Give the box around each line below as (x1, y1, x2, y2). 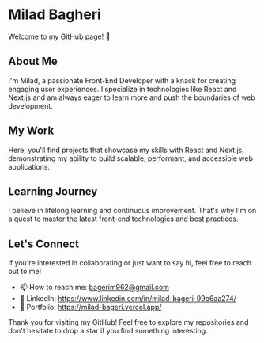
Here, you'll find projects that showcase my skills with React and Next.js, (8, 145, 245, 154)
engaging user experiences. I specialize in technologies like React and (8, 84, 237, 93)
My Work (8, 124, 55, 138)
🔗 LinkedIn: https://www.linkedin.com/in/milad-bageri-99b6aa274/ (19, 294, 237, 303)
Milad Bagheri (8, 6, 101, 24)
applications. (8, 162, 50, 171)
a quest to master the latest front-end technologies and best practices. (8, 214, 239, 223)
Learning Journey (8, 185, 98, 198)
